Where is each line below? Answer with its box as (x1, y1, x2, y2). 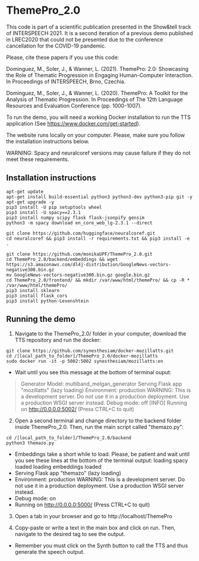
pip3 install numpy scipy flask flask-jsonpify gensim (6, 215, 145, 221)
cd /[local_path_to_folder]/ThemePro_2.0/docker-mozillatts (6, 353, 159, 359)
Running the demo (6, 314, 76, 324)
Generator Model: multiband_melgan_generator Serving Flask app (20, 380, 182, 387)
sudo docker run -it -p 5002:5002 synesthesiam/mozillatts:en (6, 358, 163, 364)
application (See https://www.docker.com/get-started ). (6, 120, 141, 127)
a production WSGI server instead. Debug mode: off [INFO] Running (20, 399, 187, 406)
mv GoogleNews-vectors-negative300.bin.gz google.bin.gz (6, 272, 150, 278)
